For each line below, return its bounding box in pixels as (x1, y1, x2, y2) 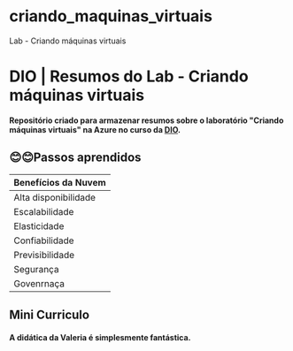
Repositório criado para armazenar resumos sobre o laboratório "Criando (9, 115, 284, 126)
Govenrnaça (13, 277, 65, 289)
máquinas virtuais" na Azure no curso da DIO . (9, 124, 181, 134)
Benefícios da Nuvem (13, 176, 106, 188)
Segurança (13, 263, 59, 275)
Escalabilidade (13, 205, 74, 217)
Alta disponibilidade (13, 191, 96, 203)
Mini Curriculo (9, 307, 90, 322)
